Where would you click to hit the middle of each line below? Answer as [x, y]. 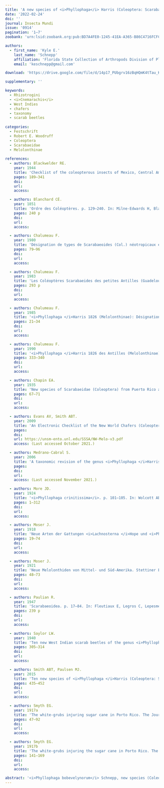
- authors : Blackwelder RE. [38, 164]
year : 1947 [25, 602]
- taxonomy [20, 113]
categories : [17, 127]
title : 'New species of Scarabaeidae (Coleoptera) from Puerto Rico [85, 389]
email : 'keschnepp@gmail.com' [45, 64]
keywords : [15, 91]
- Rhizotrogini [25, 95]
